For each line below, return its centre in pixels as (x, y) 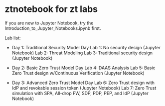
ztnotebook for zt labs (51, 9)
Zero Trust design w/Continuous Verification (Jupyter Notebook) (78, 73)
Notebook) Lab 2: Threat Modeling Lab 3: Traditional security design (82, 53)
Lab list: (13, 38)
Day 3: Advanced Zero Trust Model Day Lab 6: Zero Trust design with (83, 83)
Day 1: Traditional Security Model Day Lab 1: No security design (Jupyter (86, 47)
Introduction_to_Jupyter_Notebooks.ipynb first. (53, 28)
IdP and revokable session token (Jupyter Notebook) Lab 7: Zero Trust (84, 88)
